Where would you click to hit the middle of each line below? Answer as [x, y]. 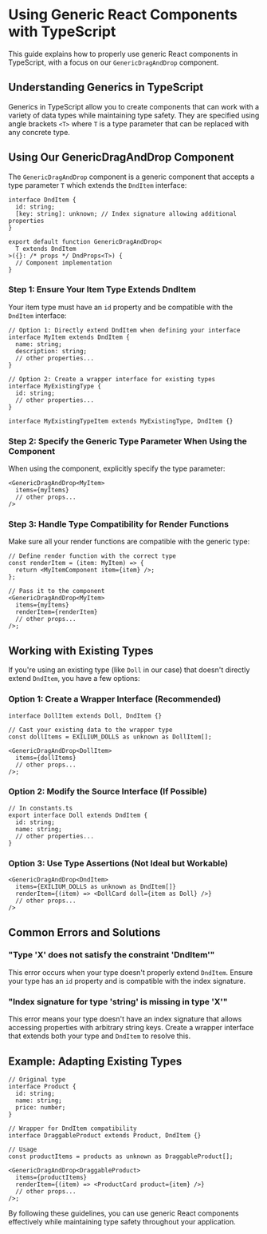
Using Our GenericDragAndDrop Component [121, 157]
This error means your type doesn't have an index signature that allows [125, 1019]
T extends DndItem [46, 249]
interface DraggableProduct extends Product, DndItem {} [105, 1135]
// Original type [37, 1079]
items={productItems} [51, 1177]
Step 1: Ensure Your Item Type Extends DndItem [102, 289]
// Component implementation [64, 263]
